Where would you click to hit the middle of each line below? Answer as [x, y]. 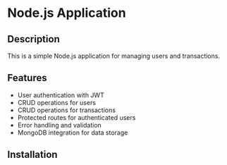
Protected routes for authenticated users [76, 117]
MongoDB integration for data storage [73, 133]
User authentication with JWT [61, 95]
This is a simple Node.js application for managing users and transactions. [114, 56]
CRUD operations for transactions [67, 110]
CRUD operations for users [57, 102]
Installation [32, 155]
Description [33, 39]
